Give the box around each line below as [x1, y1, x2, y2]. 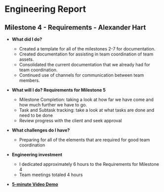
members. [19, 78, 40, 83]
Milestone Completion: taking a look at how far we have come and [19, 96, 154, 102]
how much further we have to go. [19, 102, 87, 107]
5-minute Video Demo [11, 182, 58, 187]
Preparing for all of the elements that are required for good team [19, 137, 150, 143]
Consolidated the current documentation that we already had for [19, 62, 150, 67]
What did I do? [11, 36, 42, 42]
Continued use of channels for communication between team [19, 72, 144, 78]
